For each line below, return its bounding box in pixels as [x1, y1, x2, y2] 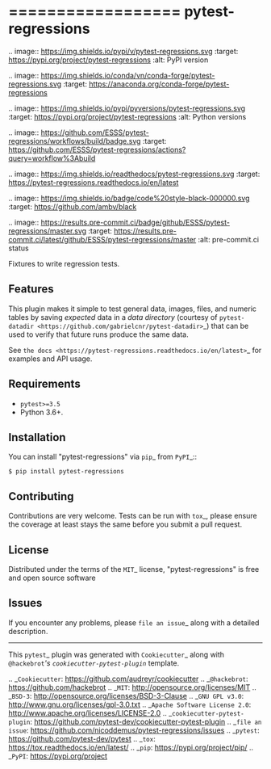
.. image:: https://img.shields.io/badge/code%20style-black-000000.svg [8, 193, 250, 203]
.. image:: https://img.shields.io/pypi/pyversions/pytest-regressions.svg [8, 103, 246, 113]
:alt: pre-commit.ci [198, 234, 260, 244]
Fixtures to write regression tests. [8, 258, 120, 268]
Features [8, 282, 54, 296]
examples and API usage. [8, 354, 93, 363]
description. [8, 626, 48, 636]
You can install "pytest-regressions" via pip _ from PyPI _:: [8, 452, 198, 462]
